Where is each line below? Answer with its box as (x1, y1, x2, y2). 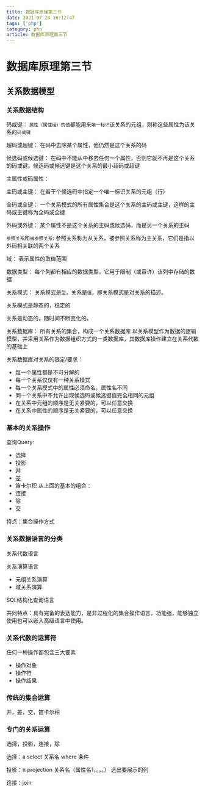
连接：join (6, 779, 32, 787)
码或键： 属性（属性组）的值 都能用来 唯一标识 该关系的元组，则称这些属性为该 (6, 121, 190, 128)
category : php (6, 26, 43, 32)
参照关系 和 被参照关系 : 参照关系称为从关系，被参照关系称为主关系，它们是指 (6, 234, 190, 242)
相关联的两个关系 (16, 242, 60, 249)
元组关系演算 (15, 575, 48, 583)
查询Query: (6, 439, 35, 446)
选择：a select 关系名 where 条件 (6, 753, 90, 760)
